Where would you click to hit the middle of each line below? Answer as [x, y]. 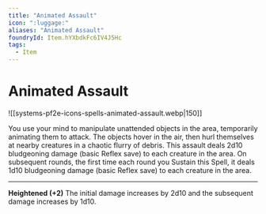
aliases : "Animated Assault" [56, 30]
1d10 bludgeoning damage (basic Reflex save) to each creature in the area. [130, 170]
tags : [17, 45]
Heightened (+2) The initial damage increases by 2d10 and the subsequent [131, 193]
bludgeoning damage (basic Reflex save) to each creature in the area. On [127, 153]
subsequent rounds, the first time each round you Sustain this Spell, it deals [131, 162]
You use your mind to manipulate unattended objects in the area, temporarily [133, 128]
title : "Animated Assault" [53, 15]
